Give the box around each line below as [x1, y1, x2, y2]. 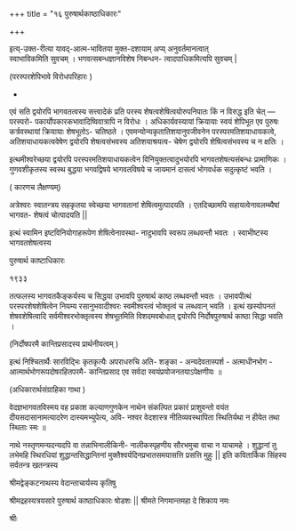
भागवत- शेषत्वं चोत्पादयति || [9, 210, 88, 220]
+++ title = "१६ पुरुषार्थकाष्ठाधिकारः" [9, 9, 122, 19]
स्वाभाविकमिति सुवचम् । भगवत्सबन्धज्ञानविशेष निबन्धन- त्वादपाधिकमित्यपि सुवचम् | [9, 53, 237, 64]
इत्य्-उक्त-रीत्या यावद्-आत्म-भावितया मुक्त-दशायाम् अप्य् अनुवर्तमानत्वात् [9, 44, 209, 53]
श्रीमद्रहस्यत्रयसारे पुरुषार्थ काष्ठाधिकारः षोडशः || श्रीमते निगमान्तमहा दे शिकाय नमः [9, 495, 229, 506]
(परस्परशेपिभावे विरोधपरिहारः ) [9, 71, 93, 82]
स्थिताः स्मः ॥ [9, 422, 46, 432]
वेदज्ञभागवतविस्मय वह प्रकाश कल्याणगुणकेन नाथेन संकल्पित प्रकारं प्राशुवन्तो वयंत [9, 402, 229, 413]
